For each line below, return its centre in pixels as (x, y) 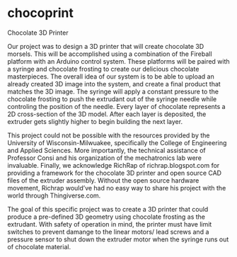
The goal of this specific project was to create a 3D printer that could (108, 209)
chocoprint (41, 13)
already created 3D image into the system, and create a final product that (114, 84)
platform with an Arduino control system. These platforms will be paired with (118, 61)
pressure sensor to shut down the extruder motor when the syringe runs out (118, 239)
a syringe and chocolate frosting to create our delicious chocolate (103, 69)
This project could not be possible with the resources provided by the (109, 135)
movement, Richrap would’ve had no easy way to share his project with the (117, 188)
